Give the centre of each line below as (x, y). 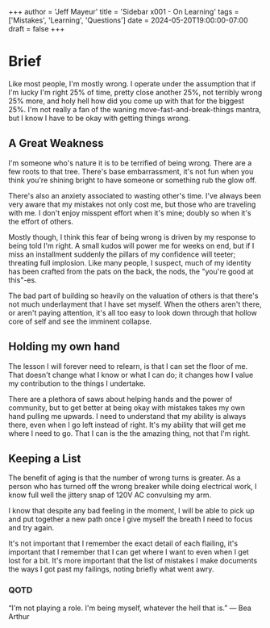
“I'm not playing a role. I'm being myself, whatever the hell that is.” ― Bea (130, 608)
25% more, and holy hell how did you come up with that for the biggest (126, 101)
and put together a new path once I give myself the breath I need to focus (131, 519)
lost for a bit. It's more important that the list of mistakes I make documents (133, 561)
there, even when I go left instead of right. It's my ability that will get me (127, 425)
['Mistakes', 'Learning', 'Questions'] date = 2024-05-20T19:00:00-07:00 (128, 20)
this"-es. (23, 280)
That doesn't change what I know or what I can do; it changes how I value (131, 375)
